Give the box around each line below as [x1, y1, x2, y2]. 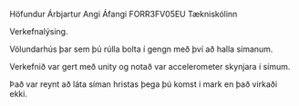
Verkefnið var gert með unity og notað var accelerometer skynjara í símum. [9, 62, 291, 72]
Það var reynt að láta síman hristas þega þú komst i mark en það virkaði [9, 79, 278, 90]
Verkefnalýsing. [9, 26, 68, 36]
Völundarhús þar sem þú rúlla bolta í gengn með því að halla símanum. [9, 43, 273, 54]
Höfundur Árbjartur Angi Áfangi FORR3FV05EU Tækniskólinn [9, 9, 238, 19]
